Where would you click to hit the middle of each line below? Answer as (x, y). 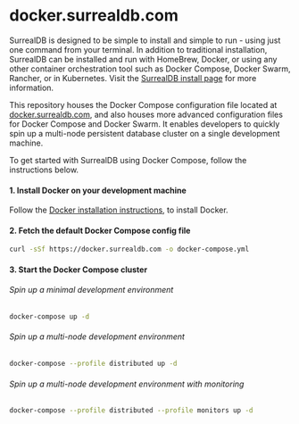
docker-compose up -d (50, 317)
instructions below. (44, 170)
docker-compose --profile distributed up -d (93, 364)
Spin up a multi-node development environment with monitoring (127, 384)
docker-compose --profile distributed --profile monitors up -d (131, 411)
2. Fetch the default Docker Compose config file (100, 230)
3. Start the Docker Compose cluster (79, 270)
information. (32, 87)
